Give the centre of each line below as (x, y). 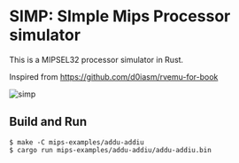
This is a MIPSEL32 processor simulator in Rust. (96, 59)
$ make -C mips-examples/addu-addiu (77, 142)
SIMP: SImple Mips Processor (120, 16)
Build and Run (48, 122)
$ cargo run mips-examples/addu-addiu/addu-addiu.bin (111, 150)
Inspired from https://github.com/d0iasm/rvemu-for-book (114, 76)
